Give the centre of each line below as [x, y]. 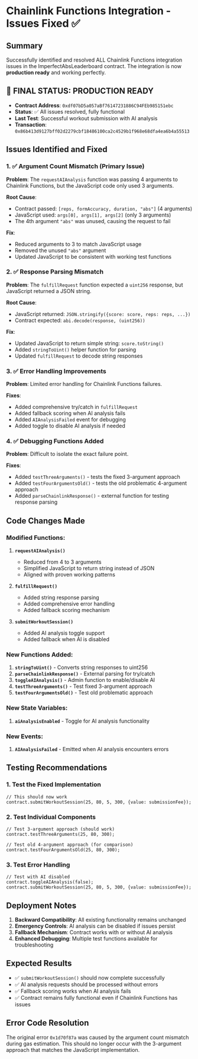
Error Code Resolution [48, 1023]
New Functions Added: [40, 654]
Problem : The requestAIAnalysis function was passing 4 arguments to [92, 179]
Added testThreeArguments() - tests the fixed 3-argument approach [97, 477]
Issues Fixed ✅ [43, 23]
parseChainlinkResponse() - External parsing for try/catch [85, 674]
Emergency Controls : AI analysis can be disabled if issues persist [95, 926]
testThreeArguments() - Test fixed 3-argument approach [83, 686]
